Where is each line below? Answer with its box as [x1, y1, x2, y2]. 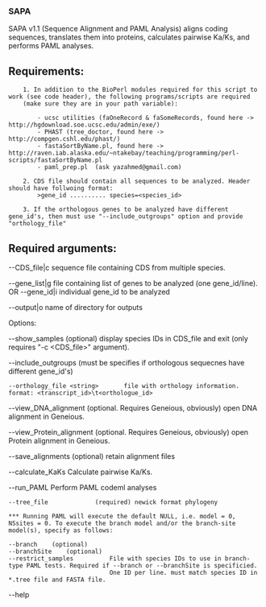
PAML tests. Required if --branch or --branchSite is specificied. [26, 561, 258, 569]
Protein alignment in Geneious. [8, 436, 110, 445]
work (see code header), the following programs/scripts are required [8, 93, 251, 101]
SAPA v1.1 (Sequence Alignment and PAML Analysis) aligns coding [8, 24, 228, 34]
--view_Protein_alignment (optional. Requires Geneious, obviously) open [8, 427, 248, 436]
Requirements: [8, 64, 85, 78]
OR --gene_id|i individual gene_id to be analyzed [8, 287, 171, 296]
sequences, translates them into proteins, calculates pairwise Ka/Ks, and [8, 32, 250, 42]
